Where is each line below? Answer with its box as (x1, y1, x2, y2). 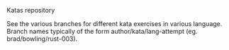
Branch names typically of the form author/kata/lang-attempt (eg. (6, 27, 198, 35)
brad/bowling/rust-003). (6, 35, 78, 43)
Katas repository (6, 6, 55, 14)
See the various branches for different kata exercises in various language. (6, 20, 223, 27)
